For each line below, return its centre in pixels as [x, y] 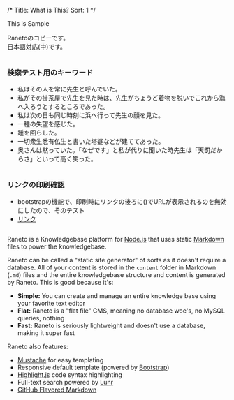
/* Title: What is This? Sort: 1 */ [51, 10]
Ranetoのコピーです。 [38, 38]
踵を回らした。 [39, 133]
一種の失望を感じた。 [48, 124]
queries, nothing [41, 318]
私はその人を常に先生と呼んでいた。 [70, 89]
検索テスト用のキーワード [50, 73]
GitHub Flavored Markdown [57, 390]
